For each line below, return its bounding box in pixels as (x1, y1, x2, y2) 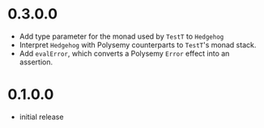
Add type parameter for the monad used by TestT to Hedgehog (19, 31, 224, 41)
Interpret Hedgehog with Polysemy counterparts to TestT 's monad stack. (19, 39, 257, 49)
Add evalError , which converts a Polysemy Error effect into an (19, 48, 230, 58)
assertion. (19, 57, 53, 67)
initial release (19, 112, 64, 122)
